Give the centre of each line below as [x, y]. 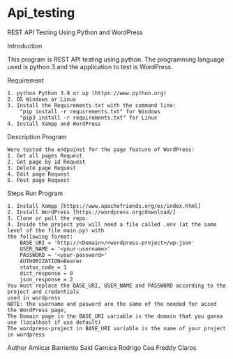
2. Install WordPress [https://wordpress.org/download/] [92, 212]
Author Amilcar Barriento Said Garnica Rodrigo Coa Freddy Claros [102, 347]
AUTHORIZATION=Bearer [51, 261]
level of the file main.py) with [56, 230]
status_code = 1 [44, 267]
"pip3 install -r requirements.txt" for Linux [89, 118]
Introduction [25, 45]
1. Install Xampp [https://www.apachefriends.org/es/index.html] [104, 206]
